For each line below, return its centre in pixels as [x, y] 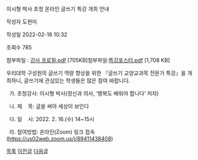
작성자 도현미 [22, 22]
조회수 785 [19, 47]
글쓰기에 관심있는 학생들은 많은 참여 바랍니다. [77, 81]
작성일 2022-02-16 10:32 [37, 34]
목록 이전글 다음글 [27, 151]
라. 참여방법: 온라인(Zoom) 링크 [46, 132]
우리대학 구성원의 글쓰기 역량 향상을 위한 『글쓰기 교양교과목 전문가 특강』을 [96, 73]
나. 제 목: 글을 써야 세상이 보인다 [49, 106]
